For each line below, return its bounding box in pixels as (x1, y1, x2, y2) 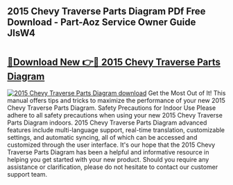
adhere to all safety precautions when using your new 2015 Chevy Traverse (7, 111, 223, 119)
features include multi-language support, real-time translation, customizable (7, 126, 225, 134)
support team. (7, 170, 48, 178)
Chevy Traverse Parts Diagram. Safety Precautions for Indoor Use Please (7, 104, 216, 112)
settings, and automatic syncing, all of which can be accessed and (7, 134, 198, 141)
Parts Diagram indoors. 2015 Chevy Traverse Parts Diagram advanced (7, 118, 207, 127)
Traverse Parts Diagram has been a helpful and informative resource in (7, 148, 209, 156)
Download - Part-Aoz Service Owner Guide (7, 17, 196, 29)
